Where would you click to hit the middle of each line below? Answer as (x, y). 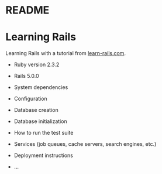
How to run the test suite (44, 133)
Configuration (30, 99)
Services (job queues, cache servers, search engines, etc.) (85, 144)
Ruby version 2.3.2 (37, 64)
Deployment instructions (44, 155)
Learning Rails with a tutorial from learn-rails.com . (66, 53)
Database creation (36, 110)
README (27, 10)
